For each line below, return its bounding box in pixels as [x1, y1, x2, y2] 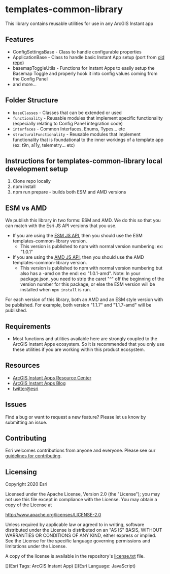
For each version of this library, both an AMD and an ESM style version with [5, 296, 163, 303]
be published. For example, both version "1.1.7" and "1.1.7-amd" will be [5, 302, 152, 308]
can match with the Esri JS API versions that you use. [5, 223, 117, 229]
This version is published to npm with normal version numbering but [20, 265, 163, 271]
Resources [5, 361, 40, 370]
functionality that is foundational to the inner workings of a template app [12, 136, 164, 143]
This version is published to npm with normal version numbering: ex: [20, 243, 163, 250]
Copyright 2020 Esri [5, 481, 48, 487]
